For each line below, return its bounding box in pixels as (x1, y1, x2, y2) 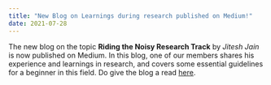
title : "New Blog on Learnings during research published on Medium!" (8, 11, 253, 20)
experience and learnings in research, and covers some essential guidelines (8, 58, 264, 69)
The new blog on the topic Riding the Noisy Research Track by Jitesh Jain (8, 41, 260, 51)
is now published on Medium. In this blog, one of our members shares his (8, 50, 255, 60)
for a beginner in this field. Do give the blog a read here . (8, 67, 196, 77)
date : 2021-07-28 (8, 19, 68, 28)
